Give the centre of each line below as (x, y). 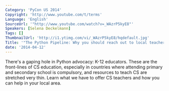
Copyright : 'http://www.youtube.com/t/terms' (54, 15)
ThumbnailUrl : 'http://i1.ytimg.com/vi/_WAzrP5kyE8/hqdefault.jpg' (77, 38)
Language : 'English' (27, 19)
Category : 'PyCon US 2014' (33, 10)
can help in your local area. (33, 83)
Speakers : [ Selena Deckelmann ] (38, 29)
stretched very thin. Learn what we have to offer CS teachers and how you (82, 77)
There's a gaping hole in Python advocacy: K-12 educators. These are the (81, 61)
